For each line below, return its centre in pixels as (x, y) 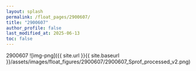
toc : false (19, 39)
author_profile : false (34, 28)
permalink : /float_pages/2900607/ (48, 17)
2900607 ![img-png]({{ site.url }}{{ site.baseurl (63, 55)
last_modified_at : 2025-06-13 (43, 33)
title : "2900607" (27, 22)
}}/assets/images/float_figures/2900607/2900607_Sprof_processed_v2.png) (98, 62)
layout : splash (25, 11)
